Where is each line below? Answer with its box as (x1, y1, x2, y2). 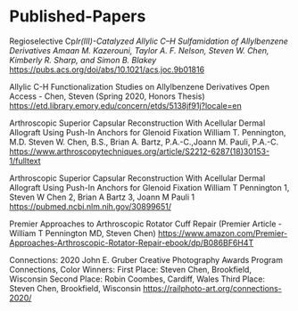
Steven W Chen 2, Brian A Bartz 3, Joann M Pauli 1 (9, 192, 195, 202)
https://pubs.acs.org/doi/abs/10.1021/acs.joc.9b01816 (9, 64, 205, 75)
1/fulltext (9, 155, 41, 166)
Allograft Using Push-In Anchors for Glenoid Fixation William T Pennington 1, (9, 182, 290, 192)
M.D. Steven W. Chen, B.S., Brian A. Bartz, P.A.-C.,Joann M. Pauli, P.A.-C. (9, 136, 279, 147)
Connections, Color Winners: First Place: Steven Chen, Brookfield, (9, 264, 252, 274)
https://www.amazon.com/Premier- (157, 227, 288, 238)
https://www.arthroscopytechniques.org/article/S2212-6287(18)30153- (9, 145, 270, 157)
